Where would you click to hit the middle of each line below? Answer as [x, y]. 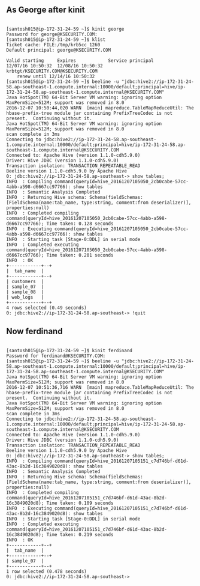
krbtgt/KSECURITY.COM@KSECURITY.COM [52, 71]
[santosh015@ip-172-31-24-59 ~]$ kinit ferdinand [69, 350]
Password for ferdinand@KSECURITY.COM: [56, 356]
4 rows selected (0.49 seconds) [46, 308]
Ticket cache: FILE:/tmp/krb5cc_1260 [53, 44]
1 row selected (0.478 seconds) [46, 571]
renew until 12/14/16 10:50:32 [56, 76]
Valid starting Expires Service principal [80, 60]
